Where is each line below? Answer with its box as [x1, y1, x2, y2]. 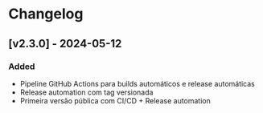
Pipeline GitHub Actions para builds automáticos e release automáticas [19, 79, 256, 88]
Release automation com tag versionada [19, 87, 154, 97]
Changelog [8, 5, 84, 23]
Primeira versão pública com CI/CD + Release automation [19, 95, 212, 105]
